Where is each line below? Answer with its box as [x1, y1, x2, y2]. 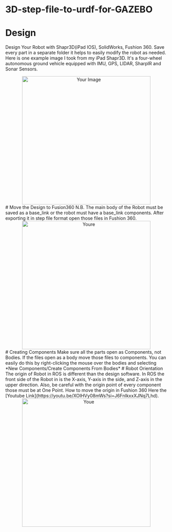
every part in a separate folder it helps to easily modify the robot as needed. [5, 50, 166, 56]
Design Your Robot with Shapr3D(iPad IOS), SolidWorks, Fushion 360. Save [5, 44, 165, 50]
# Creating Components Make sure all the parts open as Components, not [5, 349, 162, 355]
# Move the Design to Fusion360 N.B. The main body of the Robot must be [5, 204, 163, 211]
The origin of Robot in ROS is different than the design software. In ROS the [5, 371, 165, 377]
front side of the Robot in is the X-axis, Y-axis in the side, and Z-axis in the [5, 376, 163, 383]
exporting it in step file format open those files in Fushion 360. [5, 215, 137, 221]
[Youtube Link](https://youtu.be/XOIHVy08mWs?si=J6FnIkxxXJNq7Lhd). [5, 393, 159, 399]
